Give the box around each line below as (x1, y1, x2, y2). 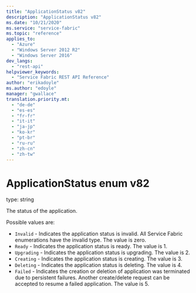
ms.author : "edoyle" (6, 85, 57, 91)
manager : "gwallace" (6, 91, 57, 97)
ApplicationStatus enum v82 (6, 176, 150, 190)
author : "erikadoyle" (6, 80, 60, 86)
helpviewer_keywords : (6, 69, 60, 75)
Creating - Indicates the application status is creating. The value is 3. (14, 255, 183, 262)
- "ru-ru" (11, 140, 35, 146)
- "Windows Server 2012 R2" (11, 47, 81, 53)
